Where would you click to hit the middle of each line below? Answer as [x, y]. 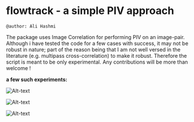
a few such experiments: [37, 79]
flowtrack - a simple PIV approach [90, 11]
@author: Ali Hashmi [31, 26]
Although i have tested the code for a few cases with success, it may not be [97, 43]
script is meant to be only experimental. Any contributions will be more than [97, 62]
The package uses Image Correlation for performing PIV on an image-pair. [96, 37]
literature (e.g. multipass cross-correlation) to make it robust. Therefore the [96, 55]
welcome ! [18, 68]
